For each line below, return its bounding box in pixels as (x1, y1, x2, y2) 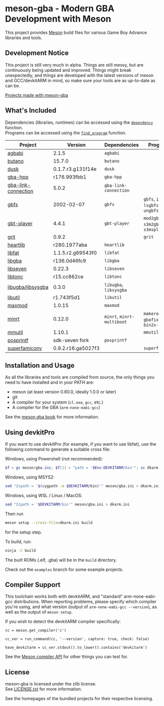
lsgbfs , (143, 202, 160, 208)
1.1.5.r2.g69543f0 (53, 249, 97, 256)
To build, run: (5, 539, 32, 545)
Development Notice (5, 49, 69, 57)
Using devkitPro (5, 428, 55, 436)
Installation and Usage (5, 361, 75, 369)
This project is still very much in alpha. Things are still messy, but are (5, 62, 144, 68)
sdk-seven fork (53, 337, 89, 343)
